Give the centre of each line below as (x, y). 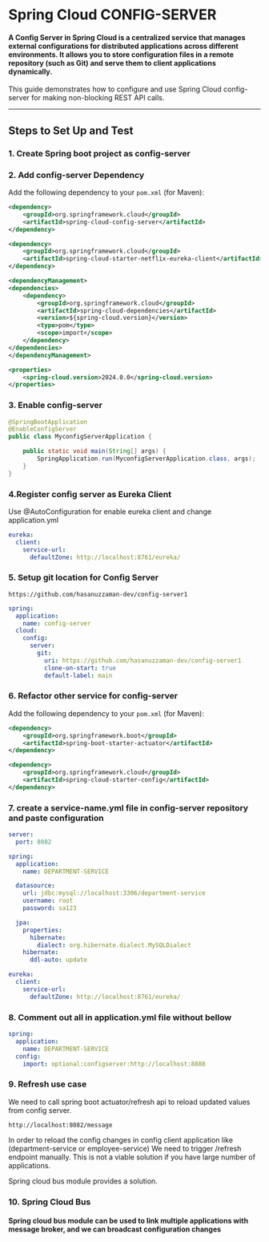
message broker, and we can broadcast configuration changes (115, 1229)
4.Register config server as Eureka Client (90, 494)
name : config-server (57, 623)
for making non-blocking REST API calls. (98, 98)
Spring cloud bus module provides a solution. (83, 1181)
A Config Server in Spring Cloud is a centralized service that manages (127, 37)
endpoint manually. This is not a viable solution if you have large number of (132, 1157)
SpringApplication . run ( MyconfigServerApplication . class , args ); (147, 459)
